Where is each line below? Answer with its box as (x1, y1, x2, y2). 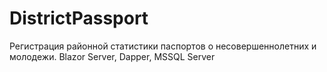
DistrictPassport (9, 7, 149, 30)
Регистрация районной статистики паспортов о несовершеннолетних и (9, 40, 317, 52)
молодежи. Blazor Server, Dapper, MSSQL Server (9, 50, 216, 62)
